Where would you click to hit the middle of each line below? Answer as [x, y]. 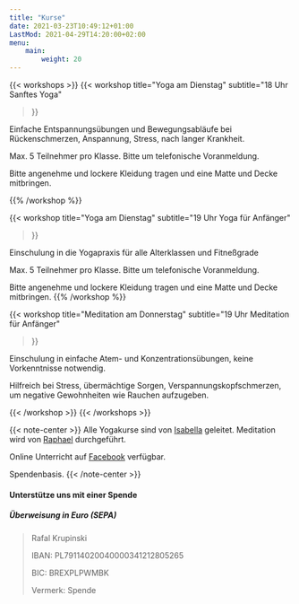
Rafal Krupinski [59, 538]
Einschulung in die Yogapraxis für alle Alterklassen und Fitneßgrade [134, 253]
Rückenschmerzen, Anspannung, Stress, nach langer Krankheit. [127, 139]
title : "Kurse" [38, 18]
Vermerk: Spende [64, 590]
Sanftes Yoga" [36, 94]
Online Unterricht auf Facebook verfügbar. [87, 457]
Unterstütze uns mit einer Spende [73, 495]
